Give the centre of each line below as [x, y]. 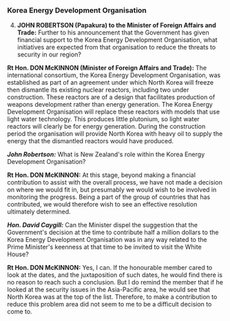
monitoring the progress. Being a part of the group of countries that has [109, 197]
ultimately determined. [39, 211]
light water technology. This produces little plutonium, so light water [103, 119]
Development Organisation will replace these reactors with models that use [114, 112]
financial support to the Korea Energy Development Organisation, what [117, 40]
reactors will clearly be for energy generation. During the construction [106, 127]
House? [18, 254]
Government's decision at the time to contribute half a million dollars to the [113, 232]
